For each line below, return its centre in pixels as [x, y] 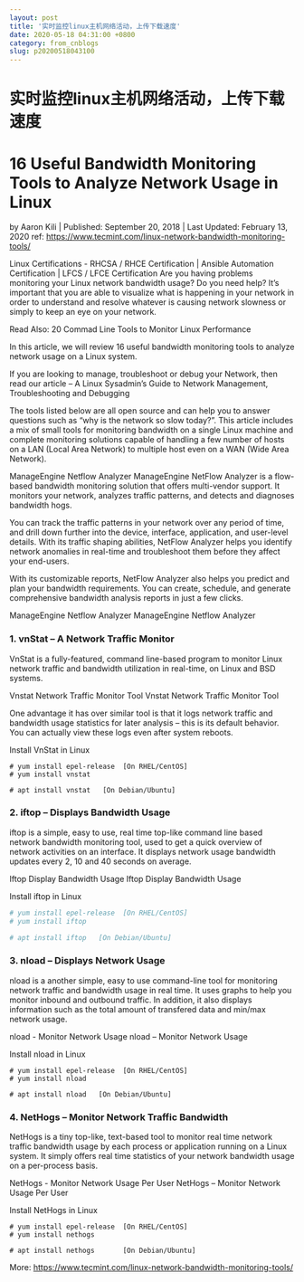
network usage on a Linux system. [73, 356]
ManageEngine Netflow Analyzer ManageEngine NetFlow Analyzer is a [141, 477]
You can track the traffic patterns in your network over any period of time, [147, 523]
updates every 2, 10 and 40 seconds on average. [100, 861]
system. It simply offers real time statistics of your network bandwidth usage [152, 1156]
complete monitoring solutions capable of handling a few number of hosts [147, 440]
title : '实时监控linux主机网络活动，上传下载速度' [95, 26]
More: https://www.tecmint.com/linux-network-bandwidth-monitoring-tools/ [152, 1268]
